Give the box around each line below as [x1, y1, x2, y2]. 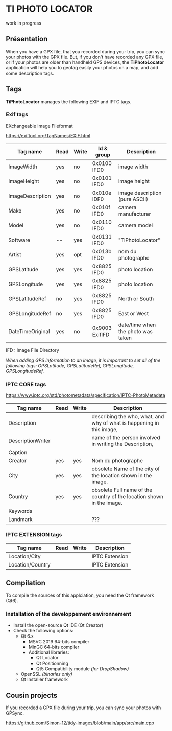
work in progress [6, 20, 41, 26]
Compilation [6, 578, 45, 587]
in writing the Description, [91, 440, 154, 447]
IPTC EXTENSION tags [6, 531, 62, 538]
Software [8, 236, 30, 243]
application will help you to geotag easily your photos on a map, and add [6, 64, 159, 70]
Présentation [6, 35, 48, 43]
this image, [91, 426, 118, 433]
